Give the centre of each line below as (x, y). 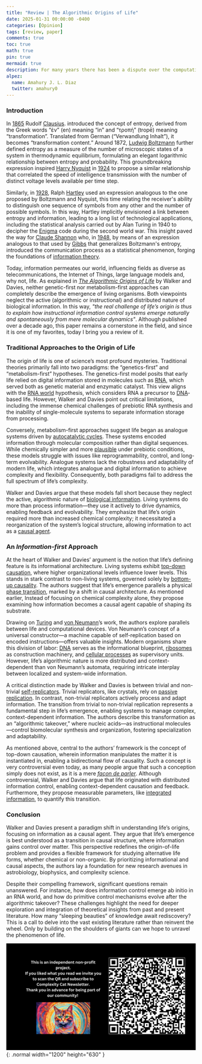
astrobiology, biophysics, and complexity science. (68, 872)
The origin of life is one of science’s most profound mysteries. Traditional (97, 361)
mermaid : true (24, 63)
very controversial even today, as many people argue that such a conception (101, 767)
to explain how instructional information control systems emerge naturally (98, 313)
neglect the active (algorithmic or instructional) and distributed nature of (96, 300)
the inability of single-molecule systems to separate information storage (95, 412)
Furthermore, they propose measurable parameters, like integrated (89, 793)
